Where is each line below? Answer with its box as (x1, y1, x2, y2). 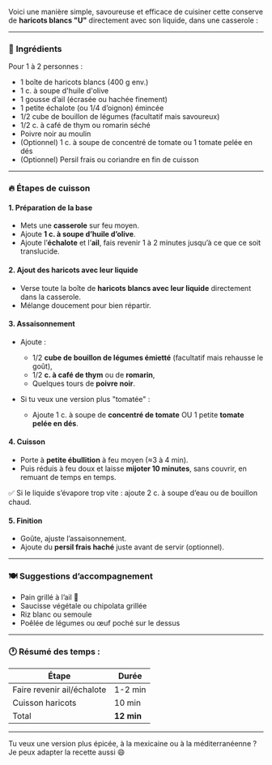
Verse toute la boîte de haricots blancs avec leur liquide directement (19, 283, 252, 293)
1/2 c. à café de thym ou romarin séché (19, 121, 151, 130)
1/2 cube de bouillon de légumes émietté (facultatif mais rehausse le (32, 353, 264, 362)
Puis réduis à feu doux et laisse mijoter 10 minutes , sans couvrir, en (19, 464, 247, 473)
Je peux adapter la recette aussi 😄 (8, 747, 125, 757)
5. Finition (8, 515, 43, 525)
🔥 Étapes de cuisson (8, 182, 91, 194)
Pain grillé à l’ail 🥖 (19, 592, 79, 602)
